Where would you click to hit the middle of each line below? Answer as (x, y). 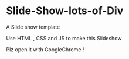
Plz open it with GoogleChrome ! (45, 49)
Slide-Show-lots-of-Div (65, 11)
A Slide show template (33, 27)
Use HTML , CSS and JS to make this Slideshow (64, 38)
